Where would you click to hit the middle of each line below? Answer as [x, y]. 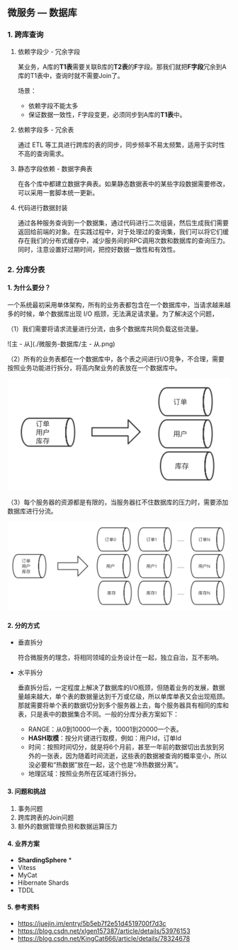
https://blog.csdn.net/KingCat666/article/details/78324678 [104, 939]
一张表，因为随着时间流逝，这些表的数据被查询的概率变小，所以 [134, 756]
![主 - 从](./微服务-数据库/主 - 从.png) [61, 343]
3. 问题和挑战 [27, 791]
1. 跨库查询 [25, 35]
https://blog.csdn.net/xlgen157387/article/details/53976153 [104, 931]
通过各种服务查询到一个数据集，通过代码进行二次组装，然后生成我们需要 [123, 223]
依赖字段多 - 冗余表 [46, 129]
